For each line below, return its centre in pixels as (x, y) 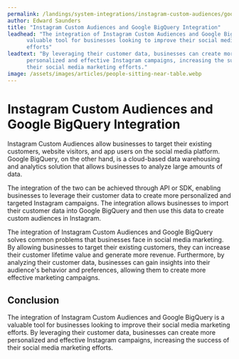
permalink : (23, 14)
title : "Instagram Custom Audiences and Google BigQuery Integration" (114, 27)
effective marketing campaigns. (54, 278)
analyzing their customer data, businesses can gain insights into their (109, 263)
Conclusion (33, 300)
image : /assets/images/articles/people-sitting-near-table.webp (105, 74)
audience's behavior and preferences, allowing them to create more (107, 270)
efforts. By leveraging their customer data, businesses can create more (111, 333)
